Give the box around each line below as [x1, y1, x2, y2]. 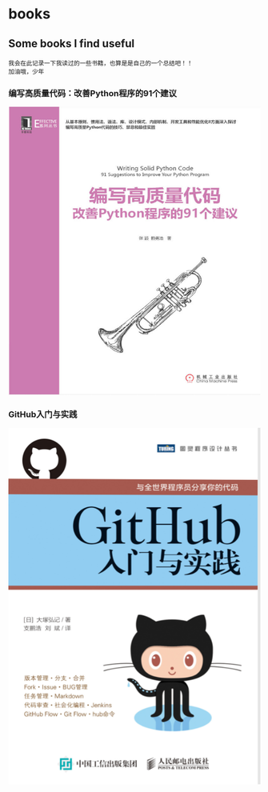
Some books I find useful [8, 37, 135, 50]
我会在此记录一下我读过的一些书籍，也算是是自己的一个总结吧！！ [8, 59, 194, 67]
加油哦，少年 [8, 68, 45, 76]
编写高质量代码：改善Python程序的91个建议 [8, 87, 178, 98]
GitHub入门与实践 [8, 409, 78, 420]
